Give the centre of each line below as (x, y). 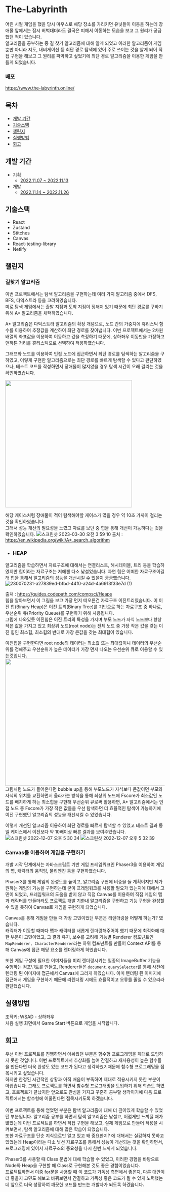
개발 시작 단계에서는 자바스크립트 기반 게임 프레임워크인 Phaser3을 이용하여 (80, 864)
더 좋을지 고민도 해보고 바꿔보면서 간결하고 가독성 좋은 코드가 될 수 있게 (75, 1178)
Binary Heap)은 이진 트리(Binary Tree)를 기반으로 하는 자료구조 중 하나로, (89, 607)
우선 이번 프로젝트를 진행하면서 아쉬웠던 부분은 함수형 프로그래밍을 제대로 (78, 1054)
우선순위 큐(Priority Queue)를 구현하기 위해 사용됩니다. (60, 613)
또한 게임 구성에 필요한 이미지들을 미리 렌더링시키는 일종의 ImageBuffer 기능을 (83, 960)
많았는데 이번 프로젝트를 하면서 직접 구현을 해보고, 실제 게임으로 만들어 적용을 (81, 1123)
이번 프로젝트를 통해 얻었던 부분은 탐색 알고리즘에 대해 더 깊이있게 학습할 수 (79, 1110)
